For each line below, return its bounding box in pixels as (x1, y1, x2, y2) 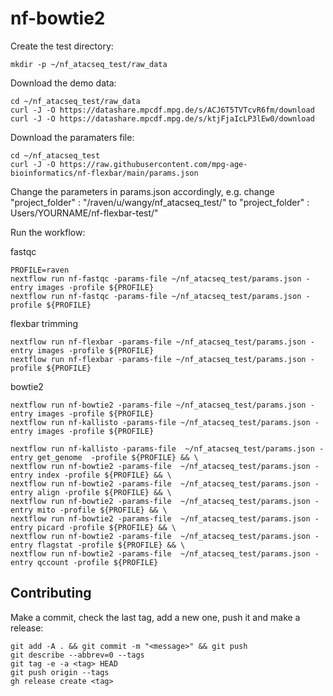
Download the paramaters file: (10, 131, 135, 143)
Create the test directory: (10, 40, 114, 52)
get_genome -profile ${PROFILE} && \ (36, 452, 199, 462)
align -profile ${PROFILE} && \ (36, 487, 172, 497)
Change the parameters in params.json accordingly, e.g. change (10, 185, 275, 197)
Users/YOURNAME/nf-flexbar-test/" (10, 207, 159, 219)
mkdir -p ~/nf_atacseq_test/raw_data (10, 59, 168, 69)
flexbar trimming (10, 317, 78, 329)
